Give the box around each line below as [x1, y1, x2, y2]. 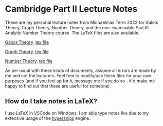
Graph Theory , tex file [5, 49, 49, 54]
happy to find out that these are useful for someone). [5, 83, 111, 89]
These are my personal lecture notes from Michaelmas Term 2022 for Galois [5, 19, 158, 25]
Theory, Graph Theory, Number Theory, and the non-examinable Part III [5, 24, 149, 30]
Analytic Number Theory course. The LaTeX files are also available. [5, 30, 140, 36]
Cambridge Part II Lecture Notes [5, 3, 138, 15]
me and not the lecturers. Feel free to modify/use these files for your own [5, 72, 152, 78]
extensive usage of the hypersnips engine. [5, 115, 91, 121]
